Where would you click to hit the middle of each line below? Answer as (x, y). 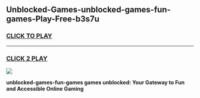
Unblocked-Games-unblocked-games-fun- (88, 10)
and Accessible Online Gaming (45, 88)
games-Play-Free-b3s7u (53, 19)
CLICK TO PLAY (29, 36)
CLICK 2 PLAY (27, 58)
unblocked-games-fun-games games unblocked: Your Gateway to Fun (96, 82)
